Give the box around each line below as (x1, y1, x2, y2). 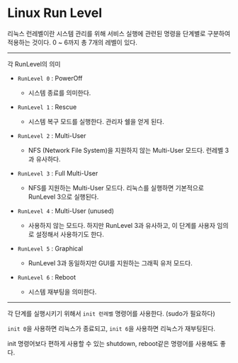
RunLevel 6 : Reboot (17, 272, 76, 281)
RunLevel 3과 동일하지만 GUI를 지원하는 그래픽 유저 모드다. (28, 258, 193, 267)
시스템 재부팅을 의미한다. (28, 287, 97, 296)
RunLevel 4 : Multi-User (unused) (17, 207, 115, 215)
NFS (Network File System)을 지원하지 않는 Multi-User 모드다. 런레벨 (28, 146, 224, 154)
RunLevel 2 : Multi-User (17, 131, 86, 139)
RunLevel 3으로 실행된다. (28, 192, 99, 201)
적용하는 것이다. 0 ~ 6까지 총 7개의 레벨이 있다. (7, 38, 138, 47)
